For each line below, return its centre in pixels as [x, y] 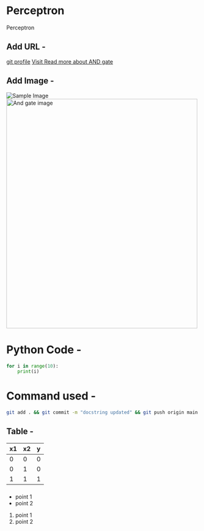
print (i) [28, 372]
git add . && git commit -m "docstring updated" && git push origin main [102, 413]
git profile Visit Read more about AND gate [60, 61]
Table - [20, 432]
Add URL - [26, 47]
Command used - [51, 396]
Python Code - [44, 350]
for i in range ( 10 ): [33, 366]
